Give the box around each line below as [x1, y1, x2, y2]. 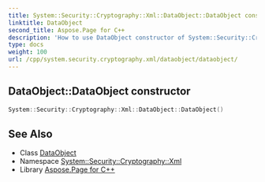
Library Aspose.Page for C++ [19, 165, 116, 174]
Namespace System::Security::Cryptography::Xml [19, 157, 182, 166]
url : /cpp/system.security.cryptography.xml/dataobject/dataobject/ [8, 56, 238, 64]
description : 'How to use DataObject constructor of [8, 33, 185, 42]
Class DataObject [19, 148, 77, 158]
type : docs [8, 41, 44, 49]
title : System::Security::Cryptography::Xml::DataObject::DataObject [8, 11, 242, 20]
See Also [8, 127, 53, 140]
